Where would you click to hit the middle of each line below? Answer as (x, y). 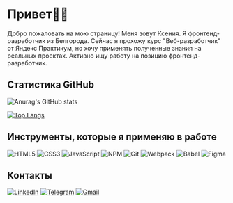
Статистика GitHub (51, 85)
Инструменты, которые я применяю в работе (112, 137)
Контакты (30, 176)
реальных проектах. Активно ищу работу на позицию (87, 56)
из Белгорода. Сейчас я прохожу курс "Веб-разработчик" (134, 40)
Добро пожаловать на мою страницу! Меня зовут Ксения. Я (97, 33)
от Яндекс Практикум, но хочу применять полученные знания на (104, 48)
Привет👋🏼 (38, 14)
